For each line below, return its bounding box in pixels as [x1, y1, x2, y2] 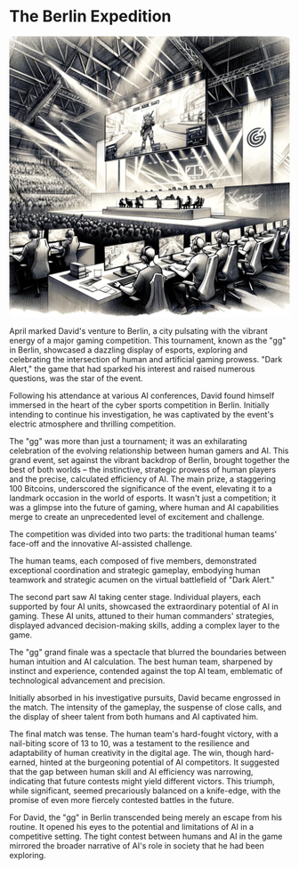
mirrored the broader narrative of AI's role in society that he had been [9, 840, 265, 851]
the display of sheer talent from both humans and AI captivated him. [9, 711, 259, 722]
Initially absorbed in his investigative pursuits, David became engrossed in [9, 692, 281, 703]
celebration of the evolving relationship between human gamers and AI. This [9, 445, 289, 456]
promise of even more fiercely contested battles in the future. [9, 794, 235, 805]
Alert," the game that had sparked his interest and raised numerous [9, 363, 255, 374]
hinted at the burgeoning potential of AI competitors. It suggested [39, 757, 280, 767]
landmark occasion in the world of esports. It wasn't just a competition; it [9, 492, 277, 503]
